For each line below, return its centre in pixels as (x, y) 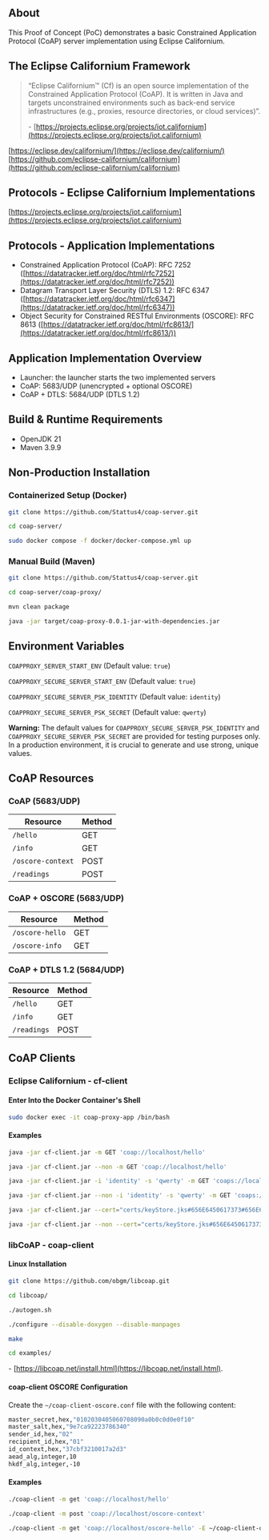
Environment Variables (66, 647)
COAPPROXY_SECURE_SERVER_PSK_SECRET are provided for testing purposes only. (134, 736)
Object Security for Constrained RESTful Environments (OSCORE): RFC (137, 316)
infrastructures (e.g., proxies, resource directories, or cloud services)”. (144, 111)
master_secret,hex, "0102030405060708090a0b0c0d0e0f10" (102, 1419)
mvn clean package (39, 607)
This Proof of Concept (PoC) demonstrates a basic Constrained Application (132, 32)
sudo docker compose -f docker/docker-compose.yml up (100, 541)
